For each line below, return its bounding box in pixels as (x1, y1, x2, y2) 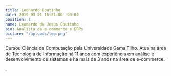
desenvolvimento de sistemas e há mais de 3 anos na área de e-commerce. (5, 56, 165, 62)
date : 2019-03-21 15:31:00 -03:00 (5, 12, 79, 17)
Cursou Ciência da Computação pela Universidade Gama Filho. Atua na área (5, 45, 166, 51)
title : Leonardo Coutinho (5, 7, 60, 13)
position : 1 (5, 17, 31, 22)
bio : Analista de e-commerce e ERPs (5, 27, 83, 32)
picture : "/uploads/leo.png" (5, 31, 68, 36)
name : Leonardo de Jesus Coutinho (5, 21, 79, 27)
